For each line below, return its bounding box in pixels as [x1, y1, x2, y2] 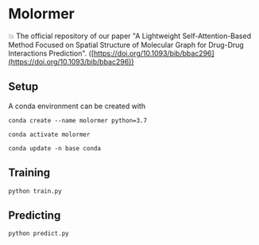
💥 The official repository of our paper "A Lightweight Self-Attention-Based [8, 31, 252, 41]
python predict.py [8, 230, 69, 238]
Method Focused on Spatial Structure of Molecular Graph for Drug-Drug [8, 40, 244, 49]
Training [8, 166, 51, 180]
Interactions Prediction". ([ [8, 49, 95, 58]
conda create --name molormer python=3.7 [8, 116, 148, 124]
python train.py [8, 187, 62, 195]
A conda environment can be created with [8, 101, 145, 111]
